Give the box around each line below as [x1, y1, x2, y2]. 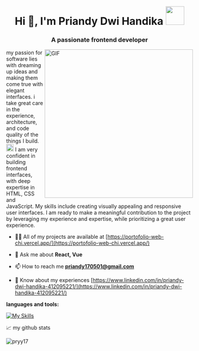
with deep [6, 178, 31, 185]
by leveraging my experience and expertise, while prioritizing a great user [6, 216, 186, 223]
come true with [6, 81, 43, 88]
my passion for [6, 49, 43, 56]
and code [6, 125, 30, 132]
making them [6, 74, 38, 81]
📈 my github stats [6, 324, 51, 331]
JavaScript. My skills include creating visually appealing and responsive [6, 203, 182, 210]
